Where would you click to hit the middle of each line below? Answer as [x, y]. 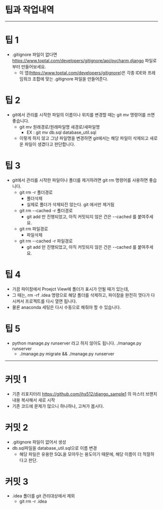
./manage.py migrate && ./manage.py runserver [67, 354]
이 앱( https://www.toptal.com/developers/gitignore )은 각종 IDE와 [83, 73]
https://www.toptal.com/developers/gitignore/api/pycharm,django [78, 60]
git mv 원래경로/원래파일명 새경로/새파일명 [60, 127]
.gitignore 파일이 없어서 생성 [39, 442]
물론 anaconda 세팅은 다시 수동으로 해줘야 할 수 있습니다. [66, 307]
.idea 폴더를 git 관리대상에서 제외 [43, 496]
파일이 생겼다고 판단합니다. [50, 144]
